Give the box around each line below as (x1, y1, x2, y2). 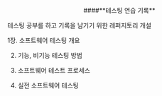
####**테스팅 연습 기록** (83, 6, 156, 14)
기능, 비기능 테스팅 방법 (17, 52, 83, 59)
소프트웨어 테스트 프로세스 (17, 66, 91, 74)
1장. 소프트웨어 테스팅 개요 (7, 36, 80, 44)
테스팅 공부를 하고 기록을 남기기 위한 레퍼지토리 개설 (7, 21, 151, 30)
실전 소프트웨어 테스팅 (17, 81, 80, 90)
